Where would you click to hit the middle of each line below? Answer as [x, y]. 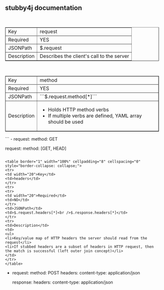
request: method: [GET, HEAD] [36, 148]
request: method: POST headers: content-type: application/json [76, 272]
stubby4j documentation [43, 8]
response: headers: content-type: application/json [62, 282]
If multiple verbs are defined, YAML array [95, 115]
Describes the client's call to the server [84, 56]
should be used [66, 122]
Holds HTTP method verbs [78, 109]
